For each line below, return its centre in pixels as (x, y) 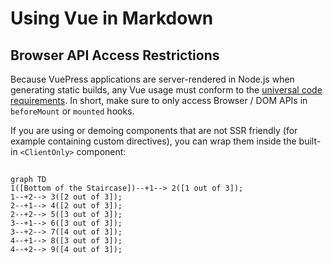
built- (310, 141)
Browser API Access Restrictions (115, 55)
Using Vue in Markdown (112, 18)
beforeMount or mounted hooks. (72, 111)
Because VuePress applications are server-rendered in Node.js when (152, 79)
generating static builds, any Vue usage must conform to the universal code (166, 90)
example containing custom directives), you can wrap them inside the (153, 141)
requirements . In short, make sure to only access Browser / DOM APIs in (159, 100)
